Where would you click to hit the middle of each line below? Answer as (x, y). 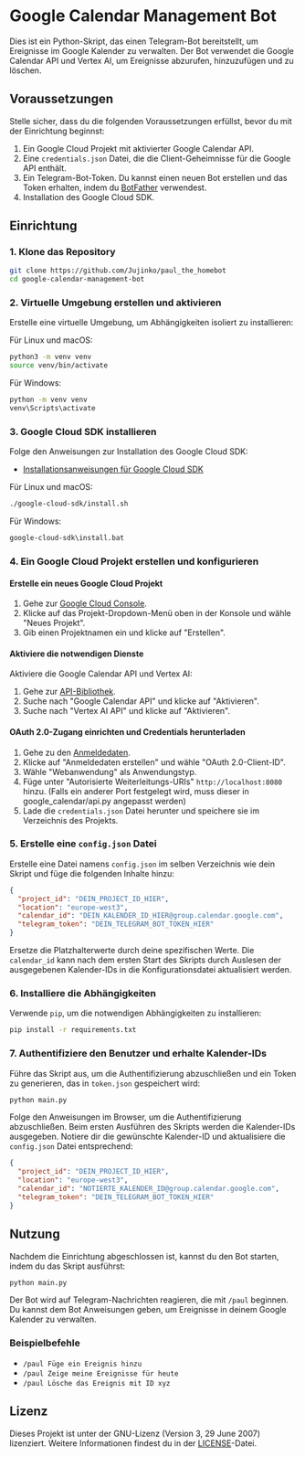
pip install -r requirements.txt (73, 1030)
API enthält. (44, 168)
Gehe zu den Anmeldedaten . (76, 752)
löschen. (26, 70)
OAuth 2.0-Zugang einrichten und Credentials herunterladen (127, 731)
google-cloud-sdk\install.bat (67, 538)
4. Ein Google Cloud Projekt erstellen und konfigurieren (134, 561)
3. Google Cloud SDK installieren (83, 431)
